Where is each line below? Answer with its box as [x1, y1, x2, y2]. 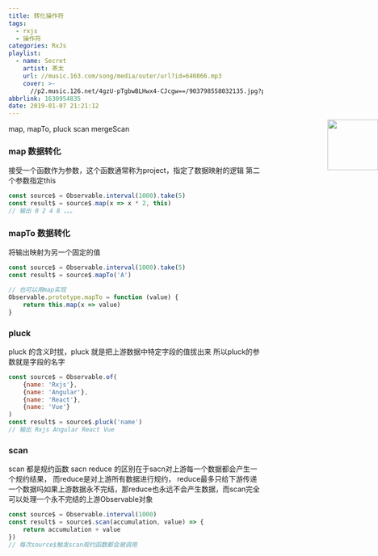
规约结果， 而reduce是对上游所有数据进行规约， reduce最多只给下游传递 [15, 474, 258, 484]
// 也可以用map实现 [8, 286, 67, 294]
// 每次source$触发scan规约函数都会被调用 [8, 541, 137, 549]
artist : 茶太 [23, 65, 65, 73]
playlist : [8, 49, 42, 57]
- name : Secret [15, 57, 67, 65]
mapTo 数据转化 [8, 227, 71, 238]
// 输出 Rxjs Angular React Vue [8, 426, 115, 434]
